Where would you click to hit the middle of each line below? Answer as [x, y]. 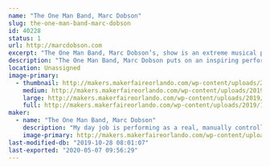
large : [34, 98]
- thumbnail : [37, 83]
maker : [19, 113]
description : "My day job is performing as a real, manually [127, 128]
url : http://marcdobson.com [55, 46]
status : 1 [25, 38]
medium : [35, 90]
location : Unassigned [45, 68]
